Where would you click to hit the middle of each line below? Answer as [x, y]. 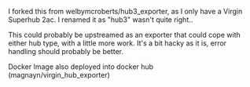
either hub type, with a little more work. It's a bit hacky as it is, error [117, 43]
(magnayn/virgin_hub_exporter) [59, 75]
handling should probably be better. [66, 51]
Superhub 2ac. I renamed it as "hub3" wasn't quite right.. [101, 20]
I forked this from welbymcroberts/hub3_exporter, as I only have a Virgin [125, 11]
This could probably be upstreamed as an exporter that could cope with [125, 35]
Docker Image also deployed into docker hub [81, 67]
